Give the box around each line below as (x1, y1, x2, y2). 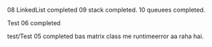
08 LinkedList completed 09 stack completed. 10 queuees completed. (7, 6, 206, 14)
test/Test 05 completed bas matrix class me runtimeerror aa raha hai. (7, 32, 204, 40)
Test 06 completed (7, 19, 61, 27)
